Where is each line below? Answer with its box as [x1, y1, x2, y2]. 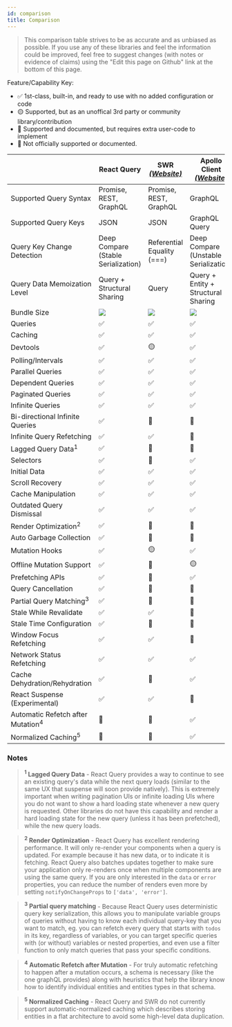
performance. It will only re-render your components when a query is [23, 843, 221, 851]
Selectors [10, 455, 42, 465]
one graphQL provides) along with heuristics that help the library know [23, 976, 226, 984]
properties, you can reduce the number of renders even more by [23, 880, 208, 889]
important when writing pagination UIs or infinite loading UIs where [23, 793, 215, 801]
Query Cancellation [10, 584, 74, 593]
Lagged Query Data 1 [10, 443, 78, 454]
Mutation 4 [10, 719, 43, 730]
